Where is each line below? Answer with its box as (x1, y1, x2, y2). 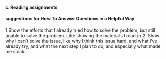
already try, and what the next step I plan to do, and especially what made (5, 43, 161, 49)
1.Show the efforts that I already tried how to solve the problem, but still (5, 27, 155, 33)
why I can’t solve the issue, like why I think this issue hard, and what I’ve (5, 38, 157, 44)
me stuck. (5, 48, 27, 54)
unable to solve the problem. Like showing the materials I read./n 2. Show (5, 32, 160, 38)
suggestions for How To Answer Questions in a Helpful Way (5, 16, 135, 22)
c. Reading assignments (5, 4, 58, 10)
